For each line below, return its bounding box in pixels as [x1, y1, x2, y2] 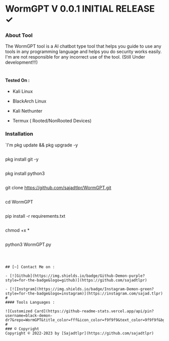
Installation [5, 130, 34, 137]
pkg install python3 [5, 170, 45, 176]
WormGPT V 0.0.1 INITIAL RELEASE [5, 3, 155, 15]
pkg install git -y [5, 156, 39, 162]
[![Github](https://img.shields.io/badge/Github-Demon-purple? [10, 273, 145, 278]
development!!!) [5, 59, 38, 66]
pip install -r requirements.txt [5, 213, 65, 219]
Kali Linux [12, 88, 33, 94]
